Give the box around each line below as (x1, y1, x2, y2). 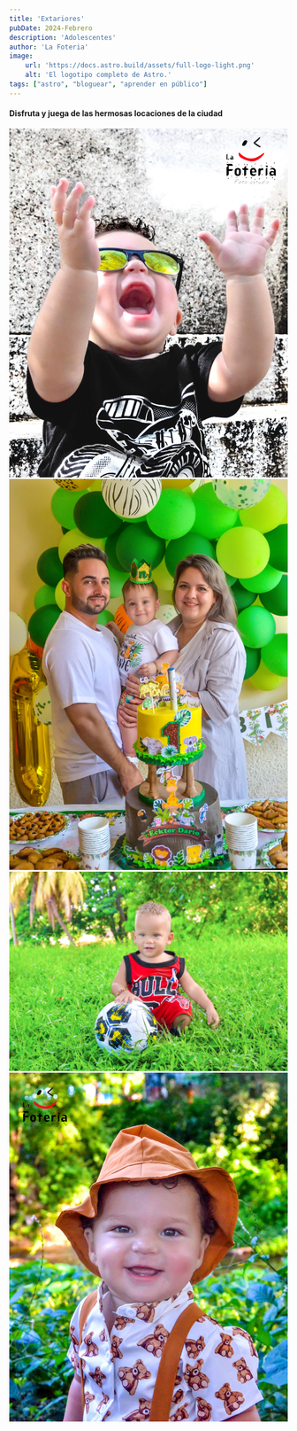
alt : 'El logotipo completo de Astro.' (25, 71, 172, 80)
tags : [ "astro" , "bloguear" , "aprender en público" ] (9, 80, 208, 89)
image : (9, 51, 34, 61)
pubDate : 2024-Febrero (9, 23, 93, 33)
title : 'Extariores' (9, 14, 86, 23)
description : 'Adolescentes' (9, 33, 117, 42)
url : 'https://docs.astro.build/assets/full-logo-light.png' (25, 61, 255, 70)
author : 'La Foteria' (9, 43, 89, 51)
